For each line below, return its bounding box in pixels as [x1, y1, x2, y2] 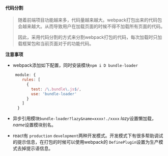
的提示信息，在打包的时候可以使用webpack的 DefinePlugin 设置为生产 [12, 139, 159, 145]
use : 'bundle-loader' [31, 91, 77, 96]
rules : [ [22, 77, 41, 83]
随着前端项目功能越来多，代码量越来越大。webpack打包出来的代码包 [17, 17, 162, 23]
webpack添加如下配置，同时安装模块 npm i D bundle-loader [12, 62, 138, 68]
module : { [15, 72, 36, 77]
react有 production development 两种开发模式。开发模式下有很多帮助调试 [12, 133, 163, 139]
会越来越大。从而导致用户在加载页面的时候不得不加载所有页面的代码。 [17, 23, 165, 30]
